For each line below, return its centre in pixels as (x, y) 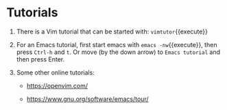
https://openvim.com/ (57, 85)
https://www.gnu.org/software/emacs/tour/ (87, 99)
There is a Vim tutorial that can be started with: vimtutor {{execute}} (112, 31)
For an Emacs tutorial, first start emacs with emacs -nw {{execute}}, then (117, 44)
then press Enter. (40, 59)
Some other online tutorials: (56, 72)
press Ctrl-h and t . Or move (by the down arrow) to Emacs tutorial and (118, 52)
